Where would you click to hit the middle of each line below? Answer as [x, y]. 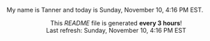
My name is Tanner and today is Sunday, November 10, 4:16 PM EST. [105, 10]
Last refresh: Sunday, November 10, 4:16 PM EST [116, 30]
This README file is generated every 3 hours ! [116, 23]
